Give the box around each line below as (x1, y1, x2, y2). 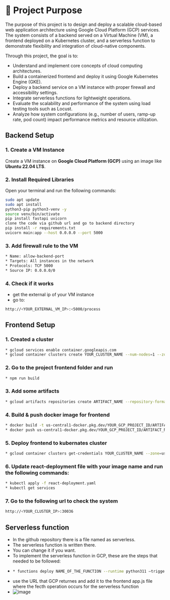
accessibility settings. (12, 89, 58, 95)
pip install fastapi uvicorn (5, 216, 67, 221)
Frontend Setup (5, 321, 56, 329)
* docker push (5, 427, 35, 433)
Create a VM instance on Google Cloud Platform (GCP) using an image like (5, 158, 162, 164)
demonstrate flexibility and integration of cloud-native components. (5, 43, 146, 49)
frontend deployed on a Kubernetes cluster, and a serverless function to (5, 38, 155, 44)
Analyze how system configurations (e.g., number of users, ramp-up (12, 111, 156, 117)
